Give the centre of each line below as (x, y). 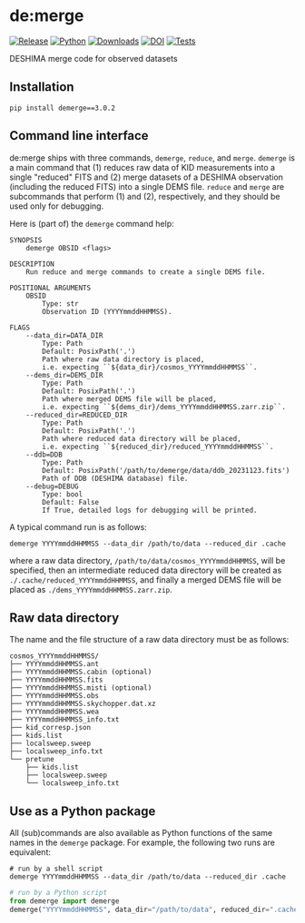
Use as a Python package (83, 811)
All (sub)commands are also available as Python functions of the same (141, 833)
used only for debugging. (57, 206)
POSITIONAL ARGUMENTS (50, 288)
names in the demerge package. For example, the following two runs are (142, 843)
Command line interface (79, 136)
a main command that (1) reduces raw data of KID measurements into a (142, 167)
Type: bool (63, 494)
